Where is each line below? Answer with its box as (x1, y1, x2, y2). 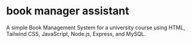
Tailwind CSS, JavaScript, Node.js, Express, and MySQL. (6, 30, 146, 37)
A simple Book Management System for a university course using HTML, (6, 24, 186, 31)
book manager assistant (6, 4, 129, 18)
